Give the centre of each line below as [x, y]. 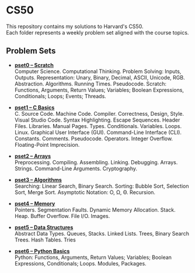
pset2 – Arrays [33, 156]
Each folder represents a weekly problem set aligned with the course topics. [97, 32]
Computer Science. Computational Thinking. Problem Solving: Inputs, [98, 71]
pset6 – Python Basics [42, 251]
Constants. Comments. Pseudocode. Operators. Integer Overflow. [94, 139]
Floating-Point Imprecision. [47, 144]
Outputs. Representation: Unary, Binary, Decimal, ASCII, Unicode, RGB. [100, 77]
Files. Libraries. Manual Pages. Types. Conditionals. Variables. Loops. [98, 126]
